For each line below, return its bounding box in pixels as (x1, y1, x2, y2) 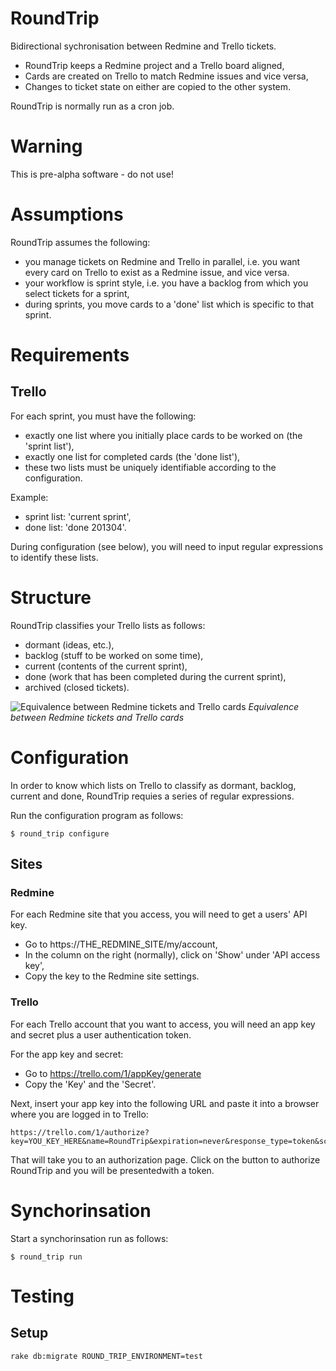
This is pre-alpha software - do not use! (10, 168, 174, 180)
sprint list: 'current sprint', (24, 510, 132, 522)
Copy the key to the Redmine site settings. (24, 970, 200, 982)
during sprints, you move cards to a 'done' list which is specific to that (24, 298, 315, 310)
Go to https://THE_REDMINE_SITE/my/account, (24, 938, 218, 951)
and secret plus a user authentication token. (10, 1028, 192, 1041)
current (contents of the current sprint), (24, 660, 188, 672)
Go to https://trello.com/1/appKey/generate (24, 1067, 202, 1079)
